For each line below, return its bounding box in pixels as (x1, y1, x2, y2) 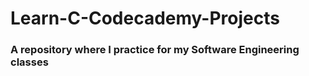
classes (10, 55, 49, 69)
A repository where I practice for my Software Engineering (10, 43, 300, 57)
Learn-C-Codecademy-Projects (10, 7, 280, 30)
